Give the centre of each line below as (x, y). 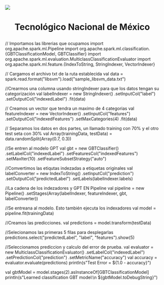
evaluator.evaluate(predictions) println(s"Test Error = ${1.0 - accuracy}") (78, 263)
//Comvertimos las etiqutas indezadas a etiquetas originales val (69, 168)
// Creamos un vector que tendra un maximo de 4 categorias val (70, 108)
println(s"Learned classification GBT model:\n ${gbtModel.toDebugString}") (82, 278)
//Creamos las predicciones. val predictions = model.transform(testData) (78, 223)
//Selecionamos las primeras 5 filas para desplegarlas (59, 233)
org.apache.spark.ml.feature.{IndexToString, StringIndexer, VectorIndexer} (80, 64)
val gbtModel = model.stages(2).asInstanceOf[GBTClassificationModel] (77, 272)
